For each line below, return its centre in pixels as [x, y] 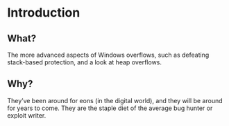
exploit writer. [27, 115]
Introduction [44, 13]
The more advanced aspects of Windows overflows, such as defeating [108, 55]
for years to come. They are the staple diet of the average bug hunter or [110, 108]
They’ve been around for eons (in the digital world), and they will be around [115, 100]
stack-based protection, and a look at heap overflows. [84, 62]
